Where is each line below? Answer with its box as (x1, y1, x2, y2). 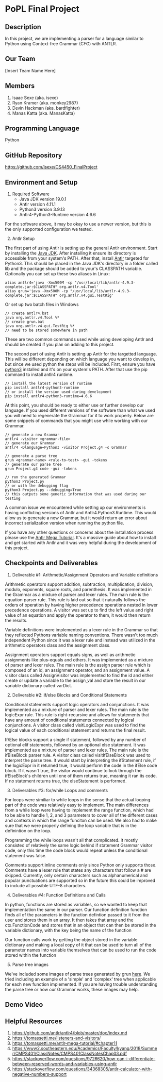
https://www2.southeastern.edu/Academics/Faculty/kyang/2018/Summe (12, 1046, 158, 1051)
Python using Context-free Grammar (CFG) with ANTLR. (5, 41, 117, 47)
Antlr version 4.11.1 (19, 202, 56, 207)
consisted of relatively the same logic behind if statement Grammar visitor (5, 842, 153, 848)
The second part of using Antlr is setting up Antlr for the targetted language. (5, 351, 158, 357)
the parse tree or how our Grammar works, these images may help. (5, 986, 139, 992)
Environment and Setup (5, 178, 78, 186)
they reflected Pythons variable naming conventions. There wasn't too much (5, 632, 158, 638)
